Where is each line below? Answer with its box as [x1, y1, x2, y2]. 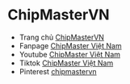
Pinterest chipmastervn [19, 66, 98, 76]
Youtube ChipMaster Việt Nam [19, 49, 121, 59]
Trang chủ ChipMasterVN [19, 32, 104, 42]
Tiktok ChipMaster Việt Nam [19, 58, 114, 68]
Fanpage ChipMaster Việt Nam [19, 40, 122, 50]
